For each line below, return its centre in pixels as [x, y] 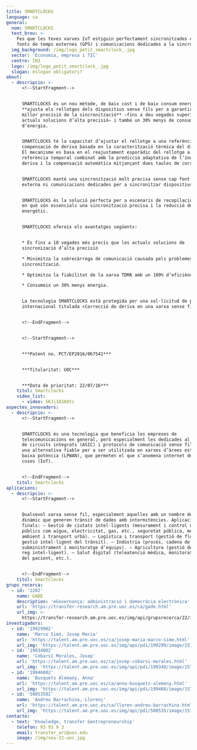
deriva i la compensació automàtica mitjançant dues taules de [101, 163]
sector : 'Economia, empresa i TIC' [55, 55]
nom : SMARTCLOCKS [33, 28]
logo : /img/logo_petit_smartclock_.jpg [60, 66]
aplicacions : [22, 488]
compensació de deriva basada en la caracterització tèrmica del [103, 147]
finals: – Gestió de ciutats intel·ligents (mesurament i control [104, 525]
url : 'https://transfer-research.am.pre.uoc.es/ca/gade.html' [94, 607]
